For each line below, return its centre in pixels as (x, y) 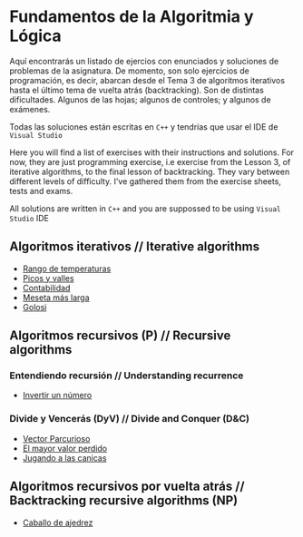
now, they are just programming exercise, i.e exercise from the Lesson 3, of (150, 161)
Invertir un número (57, 395)
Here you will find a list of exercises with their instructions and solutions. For (152, 152)
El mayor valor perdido (65, 448)
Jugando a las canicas (64, 458)
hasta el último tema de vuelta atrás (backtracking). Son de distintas (137, 90)
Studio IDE (29, 218)
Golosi (34, 307)
